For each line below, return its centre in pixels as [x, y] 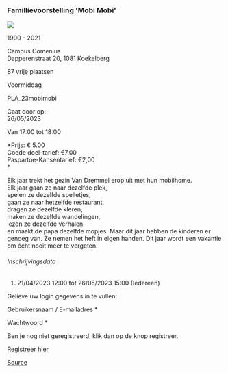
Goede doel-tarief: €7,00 [42, 153]
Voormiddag [25, 85]
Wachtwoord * [27, 322]
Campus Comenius [34, 51]
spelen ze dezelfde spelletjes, [49, 195]
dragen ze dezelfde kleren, [45, 209]
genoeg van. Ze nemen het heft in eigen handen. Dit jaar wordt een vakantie [114, 239]
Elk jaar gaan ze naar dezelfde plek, [57, 188]
